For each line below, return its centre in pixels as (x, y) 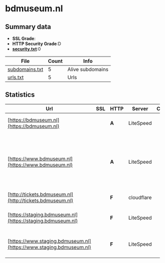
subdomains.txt (25, 69)
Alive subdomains (88, 69)
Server (140, 109)
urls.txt (15, 77)
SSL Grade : (24, 38)
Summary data (28, 27)
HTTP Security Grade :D (37, 44)
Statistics (20, 95)
